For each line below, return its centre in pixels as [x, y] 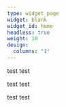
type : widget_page [33, 13]
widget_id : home [30, 26]
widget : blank [27, 20]
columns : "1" [32, 52]
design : [18, 45]
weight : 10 [22, 39]
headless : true [29, 32]
